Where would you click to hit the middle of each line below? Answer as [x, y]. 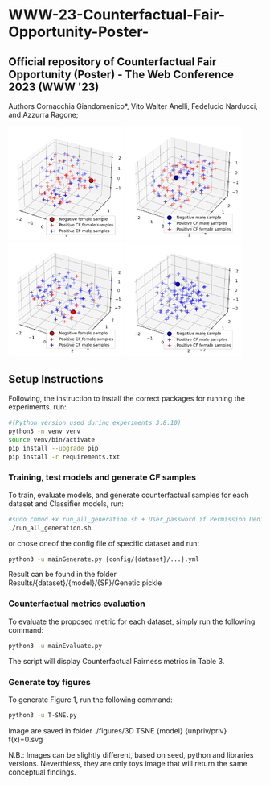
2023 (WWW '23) [54, 87]
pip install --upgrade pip [53, 448]
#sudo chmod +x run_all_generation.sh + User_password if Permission [127, 519]
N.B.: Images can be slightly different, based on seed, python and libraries [131, 754]
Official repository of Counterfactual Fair [112, 62]
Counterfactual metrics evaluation [77, 604]
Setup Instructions [56, 379]
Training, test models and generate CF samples [102, 477]
